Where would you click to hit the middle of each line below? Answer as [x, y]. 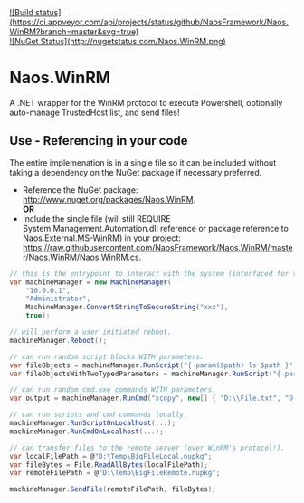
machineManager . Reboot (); [58, 340]
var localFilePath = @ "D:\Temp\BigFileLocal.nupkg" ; [111, 456]
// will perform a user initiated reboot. [90, 332]
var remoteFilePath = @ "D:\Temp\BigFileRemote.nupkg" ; [115, 473]
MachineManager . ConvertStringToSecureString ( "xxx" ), [127, 308]
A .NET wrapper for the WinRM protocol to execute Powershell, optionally [146, 102]
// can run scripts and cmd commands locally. [99, 415]
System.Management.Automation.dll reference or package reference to [156, 228]
